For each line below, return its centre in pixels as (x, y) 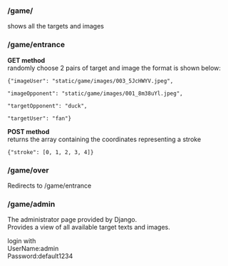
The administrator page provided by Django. (72, 220)
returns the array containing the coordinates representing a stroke (104, 139)
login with (22, 241)
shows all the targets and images (56, 26)
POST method (28, 131)
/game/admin (31, 204)
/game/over (28, 170)
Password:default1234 (40, 256)
